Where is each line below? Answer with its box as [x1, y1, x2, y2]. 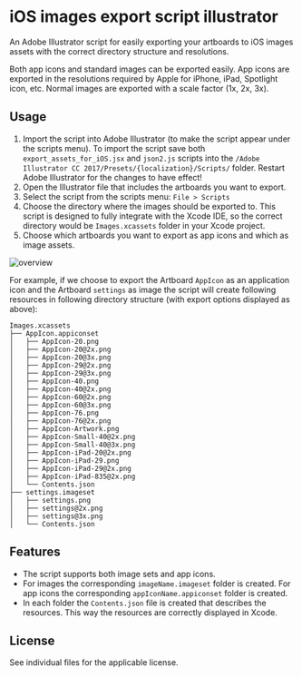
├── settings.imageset [9, 487, 95, 496]
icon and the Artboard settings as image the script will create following [9, 284, 277, 295]
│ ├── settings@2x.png [9, 504, 103, 513]
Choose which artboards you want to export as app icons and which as [22, 230, 289, 240]
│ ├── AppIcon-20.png [9, 337, 100, 346]
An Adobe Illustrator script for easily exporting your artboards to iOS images [9, 36, 294, 47]
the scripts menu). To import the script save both [22, 142, 206, 153]
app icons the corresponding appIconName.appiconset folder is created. [22, 587, 288, 598]
